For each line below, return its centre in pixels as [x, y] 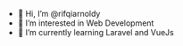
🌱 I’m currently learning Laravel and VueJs [96, 32]
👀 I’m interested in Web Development [86, 23]
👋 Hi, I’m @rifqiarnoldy [59, 14]
